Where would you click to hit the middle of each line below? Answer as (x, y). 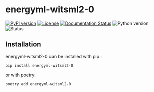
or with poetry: (21, 75)
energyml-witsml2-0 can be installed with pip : (54, 56)
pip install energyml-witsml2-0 (39, 66)
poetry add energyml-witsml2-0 (38, 84)
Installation (23, 44)
